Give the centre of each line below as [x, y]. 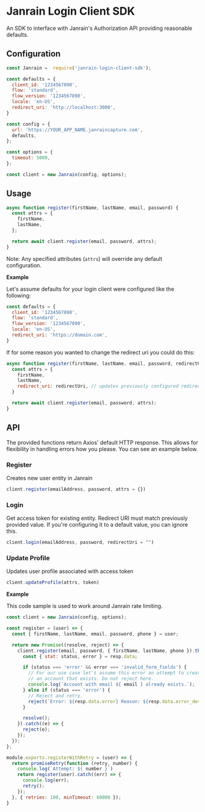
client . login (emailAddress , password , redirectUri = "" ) [80, 543]
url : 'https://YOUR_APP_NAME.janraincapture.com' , [77, 130]
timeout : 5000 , [31, 158]
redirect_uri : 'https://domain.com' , [60, 335]
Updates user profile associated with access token [70, 571]
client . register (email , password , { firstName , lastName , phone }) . [106, 651]
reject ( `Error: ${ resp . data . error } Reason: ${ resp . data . [102, 701]
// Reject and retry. [56, 696]
